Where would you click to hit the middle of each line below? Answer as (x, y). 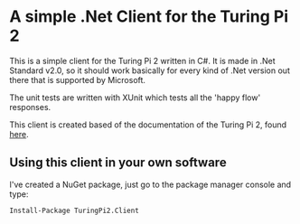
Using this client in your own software (118, 163)
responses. (30, 107)
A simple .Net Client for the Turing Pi (149, 17)
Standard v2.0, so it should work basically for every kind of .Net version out (150, 70)
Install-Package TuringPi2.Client (75, 210)
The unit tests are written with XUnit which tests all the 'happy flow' (135, 98)
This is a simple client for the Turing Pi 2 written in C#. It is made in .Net (142, 61)
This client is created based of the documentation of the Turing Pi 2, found (148, 125)
